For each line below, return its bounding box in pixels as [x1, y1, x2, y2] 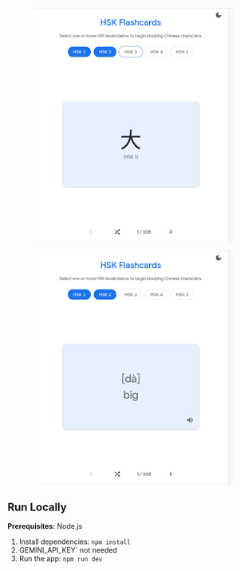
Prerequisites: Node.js [7, 522, 83, 531]
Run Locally [7, 500, 67, 514]
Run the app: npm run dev [18, 554, 103, 564]
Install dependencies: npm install [18, 537, 131, 546]
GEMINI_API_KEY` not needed [18, 545, 117, 555]
